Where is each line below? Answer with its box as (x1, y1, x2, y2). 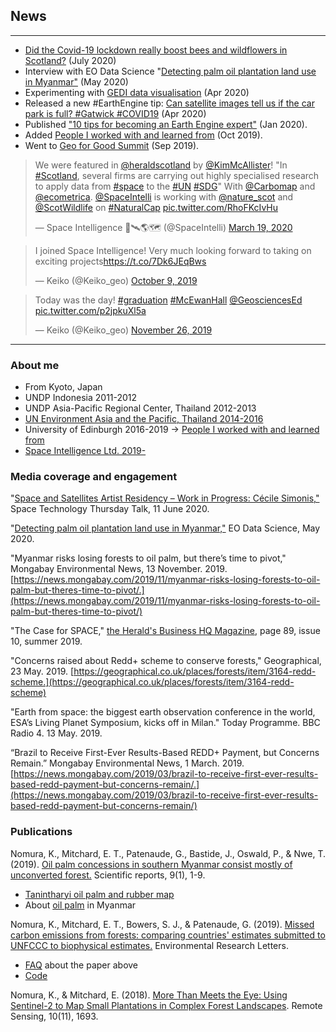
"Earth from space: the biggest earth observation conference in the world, (10, 706, 316, 718)
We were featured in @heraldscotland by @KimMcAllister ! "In (34, 159, 288, 171)
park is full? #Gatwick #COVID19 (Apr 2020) (24, 107, 207, 119)
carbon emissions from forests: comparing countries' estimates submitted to (10, 929, 326, 941)
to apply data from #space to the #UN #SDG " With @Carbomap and (34, 180, 316, 192)
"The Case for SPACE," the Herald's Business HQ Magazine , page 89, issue (10, 625, 321, 637)
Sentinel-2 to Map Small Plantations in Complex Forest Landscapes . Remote (10, 999, 323, 1011)
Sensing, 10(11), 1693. (10, 1010, 99, 1022)
